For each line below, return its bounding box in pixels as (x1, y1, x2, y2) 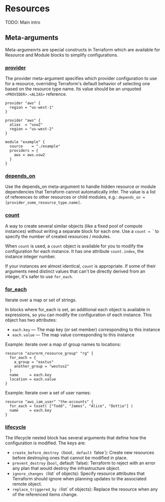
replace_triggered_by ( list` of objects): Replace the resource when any (12, 486, 158, 492)
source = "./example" (9, 144, 61, 149)
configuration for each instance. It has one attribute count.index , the (5, 248, 144, 254)
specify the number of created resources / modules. (5, 233, 111, 239)
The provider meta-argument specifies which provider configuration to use (5, 75, 157, 81)
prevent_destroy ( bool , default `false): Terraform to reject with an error (12, 460, 156, 466)
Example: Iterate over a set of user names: (5, 390, 91, 395)
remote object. (12, 481, 42, 487)
